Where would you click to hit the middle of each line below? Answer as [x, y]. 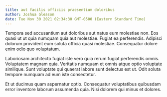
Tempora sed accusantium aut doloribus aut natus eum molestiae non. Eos [82, 33]
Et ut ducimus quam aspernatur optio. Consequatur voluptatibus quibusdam [83, 84]
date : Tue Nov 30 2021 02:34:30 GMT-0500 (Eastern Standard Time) [76, 19]
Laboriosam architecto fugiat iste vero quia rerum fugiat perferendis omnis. [82, 59]
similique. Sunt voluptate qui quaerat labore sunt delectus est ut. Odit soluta [83, 69]
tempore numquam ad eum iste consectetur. [51, 75]
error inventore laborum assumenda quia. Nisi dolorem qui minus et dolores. [83, 90]
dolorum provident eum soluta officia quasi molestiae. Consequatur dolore [82, 44]
